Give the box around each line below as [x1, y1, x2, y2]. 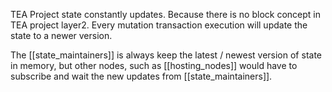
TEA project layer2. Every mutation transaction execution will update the [10, 19, 308, 31]
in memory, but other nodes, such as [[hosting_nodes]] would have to [10, 60, 298, 71]
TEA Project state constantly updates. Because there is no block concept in [10, 9, 321, 20]
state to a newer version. [10, 30, 113, 41]
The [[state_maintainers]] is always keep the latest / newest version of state [10, 49, 322, 61]
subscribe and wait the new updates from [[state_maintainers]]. [10, 70, 273, 82]
